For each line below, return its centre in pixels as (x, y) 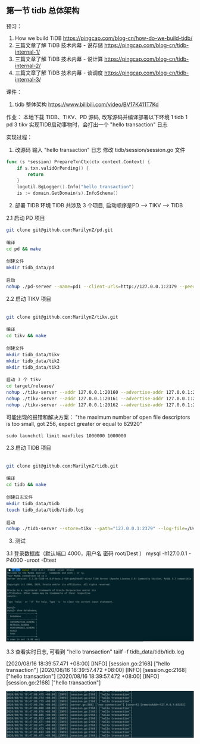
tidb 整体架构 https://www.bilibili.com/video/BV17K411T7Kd (87, 104)
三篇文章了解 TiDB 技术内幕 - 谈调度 (59, 73)
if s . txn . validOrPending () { (53, 168)
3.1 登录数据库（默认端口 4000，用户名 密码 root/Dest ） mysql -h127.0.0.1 (97, 553)
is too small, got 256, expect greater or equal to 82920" (74, 424)
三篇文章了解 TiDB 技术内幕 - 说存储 (59, 45)
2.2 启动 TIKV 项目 (29, 298)
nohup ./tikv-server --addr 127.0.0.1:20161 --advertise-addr (85, 399)
